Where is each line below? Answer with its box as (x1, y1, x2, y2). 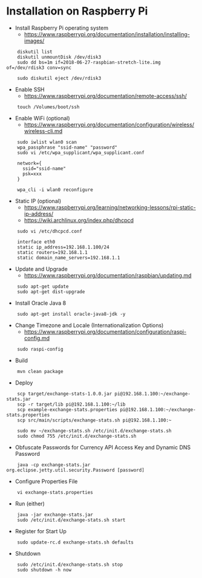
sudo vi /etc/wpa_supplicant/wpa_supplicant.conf (17, 149, 145, 155)
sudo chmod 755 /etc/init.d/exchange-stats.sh (17, 433, 137, 439)
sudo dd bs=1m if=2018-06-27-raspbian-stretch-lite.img (17, 59, 161, 65)
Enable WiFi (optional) (15, 114, 71, 122)
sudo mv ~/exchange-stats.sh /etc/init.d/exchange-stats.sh (17, 427, 172, 433)
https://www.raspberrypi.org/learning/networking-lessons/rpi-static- (24, 204, 197, 211)
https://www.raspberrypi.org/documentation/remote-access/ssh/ (24, 92, 187, 99)
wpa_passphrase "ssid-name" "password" (17, 144, 118, 151)
